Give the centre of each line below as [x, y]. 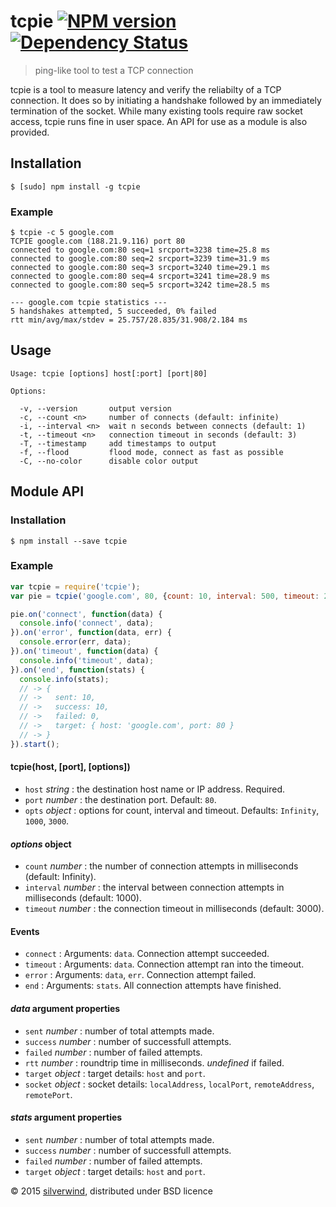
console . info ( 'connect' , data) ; [87, 623]
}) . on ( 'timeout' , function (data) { [84, 651]
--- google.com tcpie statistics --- [89, 303]
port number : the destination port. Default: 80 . [120, 799]
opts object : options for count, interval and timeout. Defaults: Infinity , [172, 810]
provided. [30, 132]
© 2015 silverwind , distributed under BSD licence [111, 1191]
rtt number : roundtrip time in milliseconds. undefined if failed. [154, 1062]
